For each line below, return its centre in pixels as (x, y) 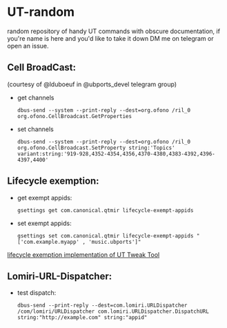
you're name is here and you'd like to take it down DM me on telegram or (110, 38)
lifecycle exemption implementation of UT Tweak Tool (83, 254)
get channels (36, 97)
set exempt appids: (44, 223)
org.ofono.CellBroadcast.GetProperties (75, 116)
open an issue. (28, 46)
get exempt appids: (45, 197)
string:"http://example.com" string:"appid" (82, 318)
